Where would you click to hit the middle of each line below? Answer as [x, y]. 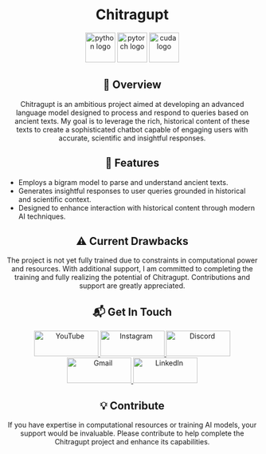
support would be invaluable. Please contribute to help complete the [132, 433]
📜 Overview [132, 85]
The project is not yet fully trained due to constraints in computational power [132, 260]
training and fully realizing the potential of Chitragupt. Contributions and [132, 278]
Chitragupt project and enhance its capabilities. [132, 442]
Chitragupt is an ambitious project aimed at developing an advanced [132, 104]
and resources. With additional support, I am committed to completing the [132, 269]
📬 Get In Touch [132, 312]
